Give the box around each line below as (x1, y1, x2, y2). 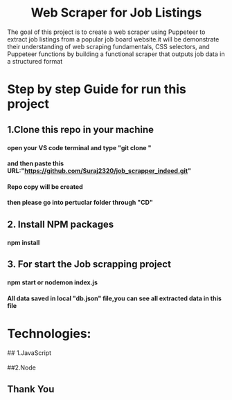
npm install (7, 238, 40, 246)
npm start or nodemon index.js (7, 278, 98, 287)
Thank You (7, 383, 55, 395)
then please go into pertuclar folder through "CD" (7, 199, 154, 207)
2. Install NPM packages (7, 218, 114, 230)
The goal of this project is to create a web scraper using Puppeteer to (7, 28, 206, 36)
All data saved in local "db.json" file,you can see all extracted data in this (7, 294, 222, 302)
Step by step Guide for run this (7, 82, 187, 98)
